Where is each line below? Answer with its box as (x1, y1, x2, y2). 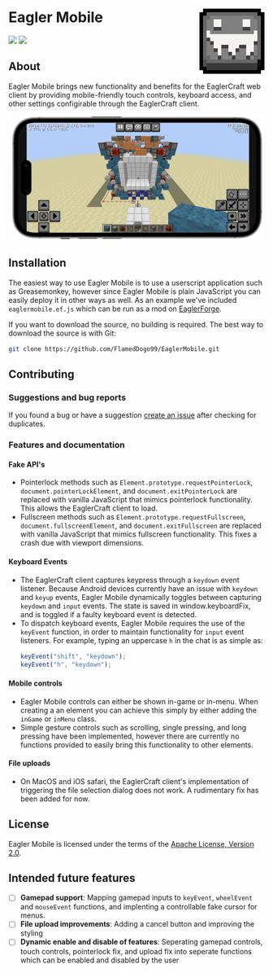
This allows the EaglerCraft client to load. (19, 503, 158, 513)
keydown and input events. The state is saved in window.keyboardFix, (19, 601, 251, 611)
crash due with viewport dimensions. (19, 538, 145, 548)
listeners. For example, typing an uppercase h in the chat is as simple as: (19, 635, 263, 645)
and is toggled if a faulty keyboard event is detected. (19, 609, 197, 619)
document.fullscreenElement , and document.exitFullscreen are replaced (19, 521, 262, 531)
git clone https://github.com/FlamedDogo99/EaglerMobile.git (8, 344, 220, 353)
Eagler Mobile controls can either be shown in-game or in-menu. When (19, 696, 258, 706)
